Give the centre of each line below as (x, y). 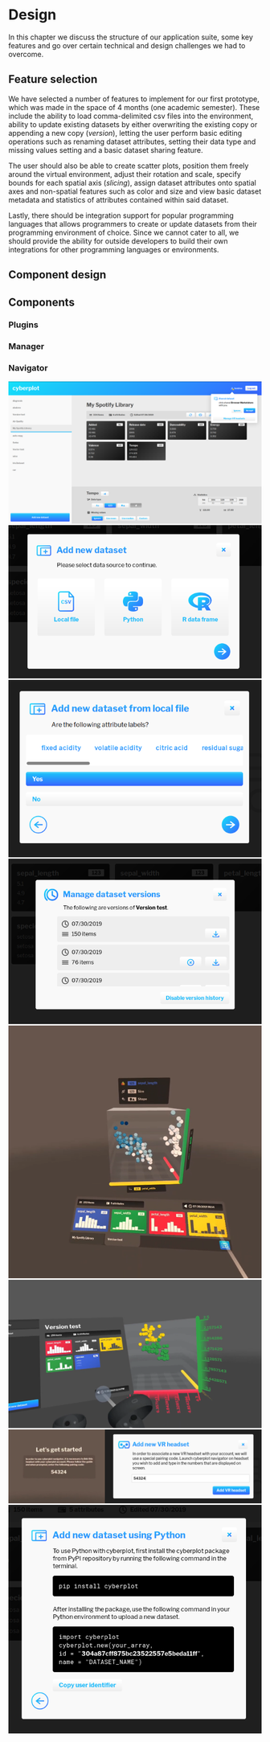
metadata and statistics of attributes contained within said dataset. (119, 199)
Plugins (23, 325)
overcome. (26, 54)
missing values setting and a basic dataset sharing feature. (106, 150)
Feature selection (53, 79)
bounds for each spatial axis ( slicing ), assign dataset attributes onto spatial (133, 182)
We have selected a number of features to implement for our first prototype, (134, 99)
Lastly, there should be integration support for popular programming (121, 215)
